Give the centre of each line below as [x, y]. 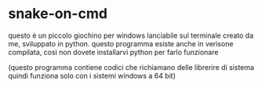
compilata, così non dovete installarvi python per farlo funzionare [113, 52]
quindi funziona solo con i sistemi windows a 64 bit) [92, 75]
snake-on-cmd [58, 14]
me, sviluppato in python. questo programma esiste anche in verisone [121, 43]
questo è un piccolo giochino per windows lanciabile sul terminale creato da [131, 35]
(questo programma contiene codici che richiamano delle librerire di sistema [131, 67]
